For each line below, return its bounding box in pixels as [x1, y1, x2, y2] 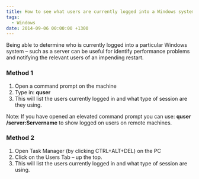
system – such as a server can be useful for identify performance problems [6, 48, 190, 55]
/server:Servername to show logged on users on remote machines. [6, 119, 172, 126]
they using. [14, 101, 43, 108]
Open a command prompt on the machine [14, 82, 117, 89]
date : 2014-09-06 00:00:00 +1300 [6, 25, 89, 31]
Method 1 [6, 69, 34, 77]
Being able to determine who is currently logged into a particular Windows [6, 41, 188, 49]
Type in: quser [14, 88, 51, 95]
